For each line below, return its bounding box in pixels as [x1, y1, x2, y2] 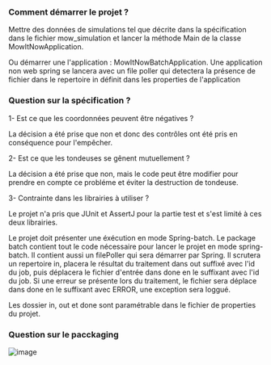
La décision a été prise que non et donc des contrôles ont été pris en [8, 128, 238, 139]
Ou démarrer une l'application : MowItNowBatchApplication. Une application [8, 57, 263, 67]
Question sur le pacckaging [8, 329, 119, 340]
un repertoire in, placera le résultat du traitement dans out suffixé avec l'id [8, 258, 256, 268]
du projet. [8, 308, 40, 318]
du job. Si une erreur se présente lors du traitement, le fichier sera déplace [8, 275, 257, 285]
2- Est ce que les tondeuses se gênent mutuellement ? [8, 153, 190, 163]
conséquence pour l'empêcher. [8, 137, 113, 147]
